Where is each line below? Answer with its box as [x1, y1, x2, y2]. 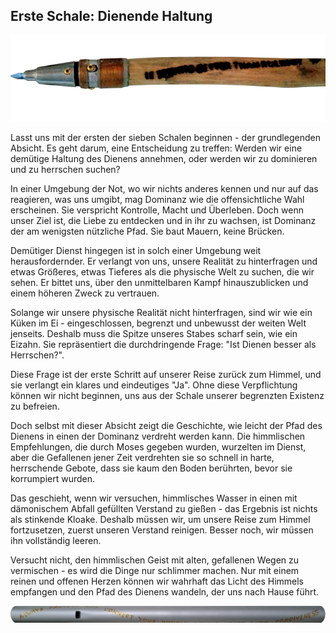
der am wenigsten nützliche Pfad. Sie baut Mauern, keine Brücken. [10, 225, 285, 237]
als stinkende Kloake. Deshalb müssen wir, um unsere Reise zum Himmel [10, 513, 311, 525]
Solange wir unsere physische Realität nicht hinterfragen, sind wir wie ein [10, 306, 313, 318]
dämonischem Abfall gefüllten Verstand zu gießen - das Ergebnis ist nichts [10, 502, 318, 514]
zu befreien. [10, 400, 60, 412]
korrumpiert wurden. [10, 472, 96, 484]
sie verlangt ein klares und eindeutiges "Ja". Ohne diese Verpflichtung [10, 379, 298, 391]
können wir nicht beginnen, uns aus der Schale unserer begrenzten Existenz [10, 389, 325, 401]
